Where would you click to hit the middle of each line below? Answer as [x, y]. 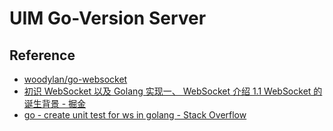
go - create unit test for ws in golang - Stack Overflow [135, 115]
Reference [42, 55]
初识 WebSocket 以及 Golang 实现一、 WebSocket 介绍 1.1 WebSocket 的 [173, 91]
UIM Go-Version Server [108, 18]
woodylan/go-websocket [75, 79]
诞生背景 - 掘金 [55, 103]
